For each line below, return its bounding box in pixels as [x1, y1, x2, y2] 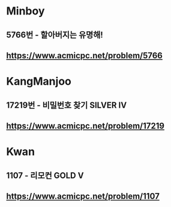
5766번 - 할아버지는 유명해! [6, 29, 103, 40]
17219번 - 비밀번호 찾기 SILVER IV [6, 100, 127, 110]
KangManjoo [6, 75, 72, 88]
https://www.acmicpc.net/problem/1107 [6, 191, 160, 201]
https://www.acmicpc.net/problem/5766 [6, 50, 163, 61]
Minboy [6, 4, 45, 18]
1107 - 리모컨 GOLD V [6, 170, 84, 181]
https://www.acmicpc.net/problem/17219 [6, 120, 165, 131]
